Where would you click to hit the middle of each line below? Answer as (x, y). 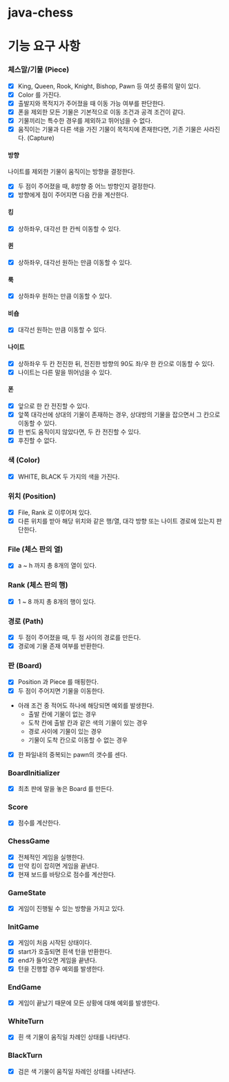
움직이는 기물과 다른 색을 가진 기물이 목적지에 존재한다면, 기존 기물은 (110, 129)
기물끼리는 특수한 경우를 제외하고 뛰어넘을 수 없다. (85, 120)
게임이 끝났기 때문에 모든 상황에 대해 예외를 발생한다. (89, 1003)
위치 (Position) (32, 496)
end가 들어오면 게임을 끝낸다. (57, 960)
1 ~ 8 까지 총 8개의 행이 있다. (57, 601)
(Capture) (41, 138)
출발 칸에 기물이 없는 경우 (62, 714)
